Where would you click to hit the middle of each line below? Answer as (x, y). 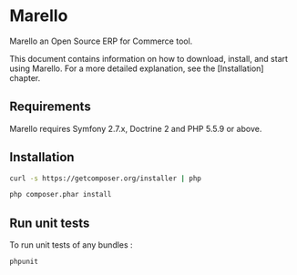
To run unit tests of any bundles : (72, 245)
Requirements (50, 107)
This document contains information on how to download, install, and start (149, 58)
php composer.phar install (61, 195)
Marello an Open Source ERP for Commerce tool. (101, 41)
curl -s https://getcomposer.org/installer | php (106, 178)
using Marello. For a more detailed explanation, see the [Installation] (137, 68)
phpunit (24, 262)
